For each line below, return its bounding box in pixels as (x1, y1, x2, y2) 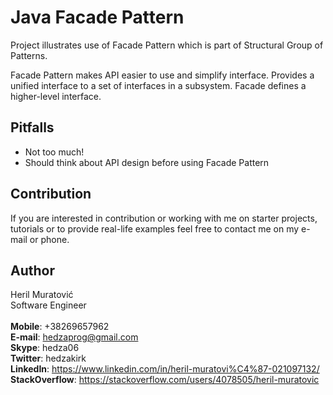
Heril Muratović (10, 289, 74, 301)
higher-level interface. (10, 90, 102, 102)
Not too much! (24, 146, 85, 158)
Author (10, 262, 55, 279)
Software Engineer (10, 299, 87, 311)
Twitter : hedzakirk (10, 352, 87, 365)
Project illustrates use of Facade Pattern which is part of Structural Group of (10, 39, 324, 51)
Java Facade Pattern (10, 6, 185, 29)
